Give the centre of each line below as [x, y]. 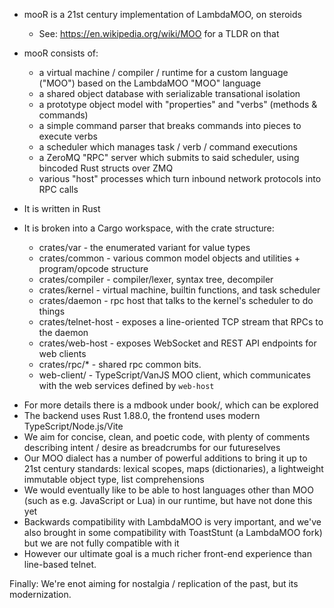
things [52, 311]
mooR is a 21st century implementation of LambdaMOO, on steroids [162, 14]
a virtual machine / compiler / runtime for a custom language [163, 72]
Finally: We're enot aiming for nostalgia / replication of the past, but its [154, 583]
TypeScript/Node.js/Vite [73, 426]
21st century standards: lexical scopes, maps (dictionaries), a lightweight [173, 468]
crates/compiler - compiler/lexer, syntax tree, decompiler [156, 279]
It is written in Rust [62, 208]
